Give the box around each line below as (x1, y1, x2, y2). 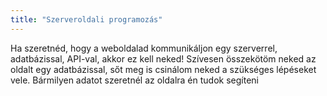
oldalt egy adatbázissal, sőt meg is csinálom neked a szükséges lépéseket (10, 63, 317, 75)
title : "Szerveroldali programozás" (10, 14, 163, 25)
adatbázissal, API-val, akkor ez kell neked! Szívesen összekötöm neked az (10, 52, 317, 65)
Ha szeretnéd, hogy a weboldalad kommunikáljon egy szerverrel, (10, 42, 278, 54)
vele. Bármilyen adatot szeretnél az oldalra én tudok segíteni (10, 74, 259, 86)
